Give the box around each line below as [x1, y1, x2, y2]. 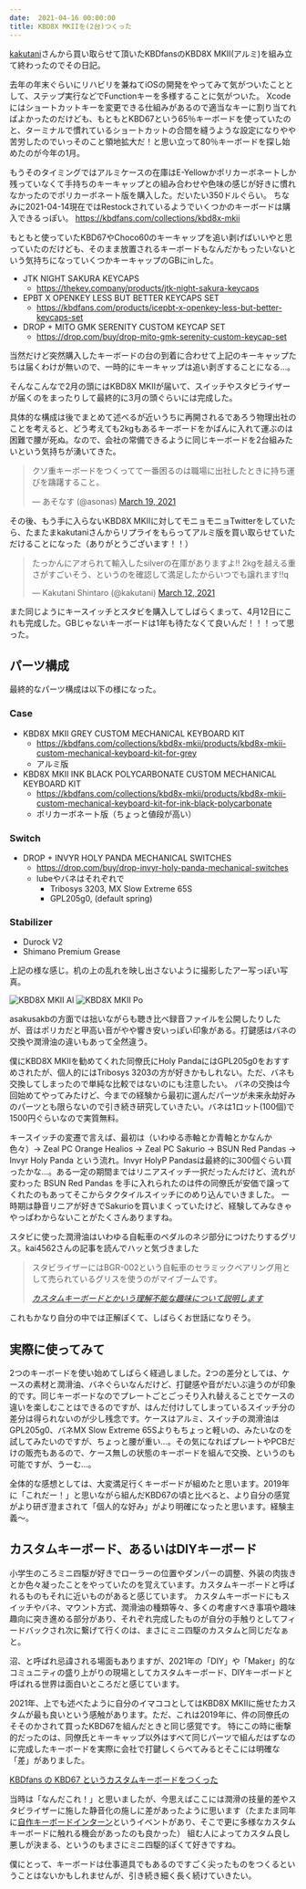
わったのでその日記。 [25, 59, 106, 70]
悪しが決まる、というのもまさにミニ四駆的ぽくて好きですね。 [9, 1839, 241, 1850]
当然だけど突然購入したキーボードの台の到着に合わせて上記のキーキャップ [9, 350, 289, 360]
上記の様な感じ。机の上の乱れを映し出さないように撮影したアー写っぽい [9, 965, 280, 976]
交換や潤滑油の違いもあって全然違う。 [9, 1037, 153, 1048]
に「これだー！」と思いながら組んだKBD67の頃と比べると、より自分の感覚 [9, 1489, 291, 1501]
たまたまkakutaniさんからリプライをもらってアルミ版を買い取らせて [25, 527, 280, 537]
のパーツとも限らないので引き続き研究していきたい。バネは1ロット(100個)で [9, 1101, 295, 1112]
